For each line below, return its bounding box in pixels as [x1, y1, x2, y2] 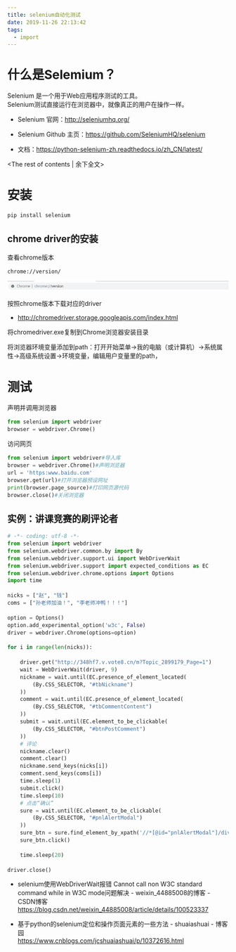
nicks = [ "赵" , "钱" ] [7, 592, 69, 599]
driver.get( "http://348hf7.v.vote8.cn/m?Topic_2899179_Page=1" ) [20, 659, 212, 666]
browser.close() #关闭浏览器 [7, 491, 84, 498]
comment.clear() [20, 755, 68, 762]
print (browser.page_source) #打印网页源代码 [7, 484, 129, 491]
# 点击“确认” [20, 799, 54, 806]
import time [7, 577, 42, 584]
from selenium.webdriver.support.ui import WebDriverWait [7, 555, 181, 562]
